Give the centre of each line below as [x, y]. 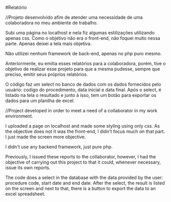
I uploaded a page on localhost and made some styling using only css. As [82, 126]
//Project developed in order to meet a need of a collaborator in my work [81, 110]
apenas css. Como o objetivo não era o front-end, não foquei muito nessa [83, 38]
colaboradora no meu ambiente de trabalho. [52, 23]
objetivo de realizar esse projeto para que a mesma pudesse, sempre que [83, 69]
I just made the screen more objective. [46, 137]
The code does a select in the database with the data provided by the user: [84, 177]
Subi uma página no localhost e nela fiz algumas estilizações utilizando [80, 33]
